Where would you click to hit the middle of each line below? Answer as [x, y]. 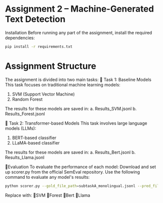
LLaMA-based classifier [36, 143]
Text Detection [35, 19]
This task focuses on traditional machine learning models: [63, 85]
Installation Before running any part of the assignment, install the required [79, 32]
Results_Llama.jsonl [25, 157]
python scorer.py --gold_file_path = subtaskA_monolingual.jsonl [70, 186]
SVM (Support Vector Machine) [43, 94]
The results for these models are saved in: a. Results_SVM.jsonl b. [71, 109]
